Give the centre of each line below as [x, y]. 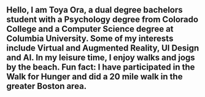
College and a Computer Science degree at [90, 29]
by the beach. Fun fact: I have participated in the [101, 67]
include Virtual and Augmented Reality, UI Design [103, 48]
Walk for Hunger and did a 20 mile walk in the [95, 77]
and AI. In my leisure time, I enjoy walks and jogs [101, 58]
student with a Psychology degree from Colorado [102, 20]
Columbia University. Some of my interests [90, 39]
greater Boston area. [47, 86]
